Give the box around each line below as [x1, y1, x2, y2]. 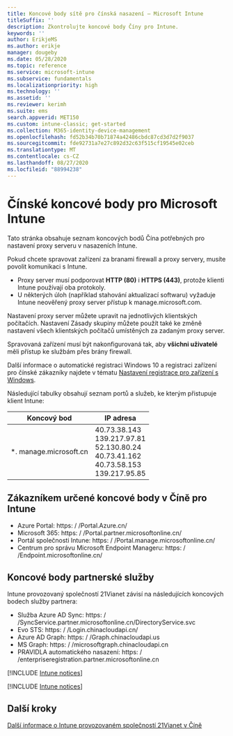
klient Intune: [7, 396, 45, 405]
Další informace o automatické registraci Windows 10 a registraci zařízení [7, 361, 217, 369]
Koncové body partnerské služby [7, 571, 154, 583]
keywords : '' [7, 29, 45, 37]
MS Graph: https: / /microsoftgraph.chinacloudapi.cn [17, 640, 169, 649]
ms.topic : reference [7, 62, 67, 69]
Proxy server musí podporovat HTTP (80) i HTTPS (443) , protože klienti [17, 276, 225, 284]
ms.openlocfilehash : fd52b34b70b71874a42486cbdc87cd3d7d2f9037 [7, 133, 195, 140]
